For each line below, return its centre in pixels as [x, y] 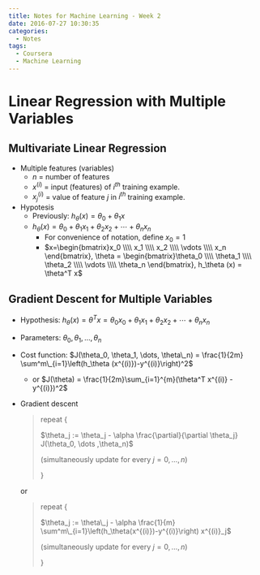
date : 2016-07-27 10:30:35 [54, 24]
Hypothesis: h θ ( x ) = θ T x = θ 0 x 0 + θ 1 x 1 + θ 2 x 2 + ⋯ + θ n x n [115, 320]
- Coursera [34, 54]
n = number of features [71, 176]
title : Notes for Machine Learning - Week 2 [85, 16]
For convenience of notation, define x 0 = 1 [115, 238]
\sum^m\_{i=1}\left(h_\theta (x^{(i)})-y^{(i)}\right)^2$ [107, 364]
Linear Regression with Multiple [117, 102]
